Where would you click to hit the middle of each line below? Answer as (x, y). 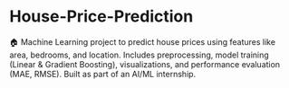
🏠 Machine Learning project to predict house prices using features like (143, 41)
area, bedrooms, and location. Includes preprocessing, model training (139, 55)
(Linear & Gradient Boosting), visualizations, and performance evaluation (145, 64)
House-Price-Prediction (101, 17)
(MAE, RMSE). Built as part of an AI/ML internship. (103, 74)
